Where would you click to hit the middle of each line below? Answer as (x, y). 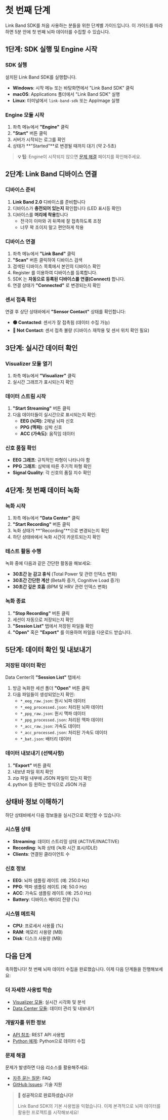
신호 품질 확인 (21, 448)
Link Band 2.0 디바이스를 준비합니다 (49, 202)
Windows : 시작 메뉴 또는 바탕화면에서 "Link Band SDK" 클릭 (73, 88)
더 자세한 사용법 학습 (29, 990)
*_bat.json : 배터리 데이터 (46, 739)
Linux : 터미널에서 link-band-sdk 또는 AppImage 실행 (66, 100)
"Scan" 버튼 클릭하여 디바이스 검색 (47, 260)
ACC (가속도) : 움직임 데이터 (47, 433)
